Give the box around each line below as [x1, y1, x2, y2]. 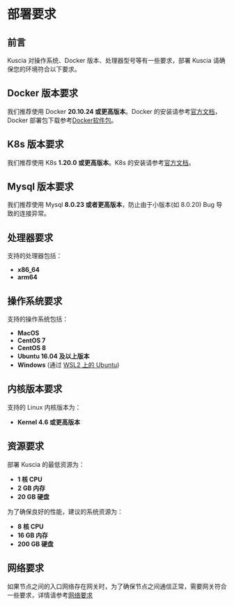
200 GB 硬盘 [17, 540, 54, 548]
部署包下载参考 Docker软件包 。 [29, 116, 118, 124]
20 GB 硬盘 [17, 492, 50, 500]
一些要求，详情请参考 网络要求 [7, 591, 93, 599]
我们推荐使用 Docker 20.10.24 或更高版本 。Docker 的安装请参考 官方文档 [7, 107, 215, 115]
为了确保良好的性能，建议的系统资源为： [7, 507, 123, 516]
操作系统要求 [7, 295, 63, 307]
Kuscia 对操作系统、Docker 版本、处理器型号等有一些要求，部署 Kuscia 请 [7, 57, 219, 64]
